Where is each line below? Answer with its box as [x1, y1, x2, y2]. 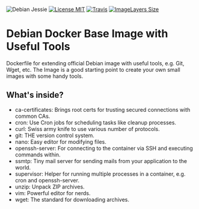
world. [14, 164, 31, 171]
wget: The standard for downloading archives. [14, 196, 129, 203]
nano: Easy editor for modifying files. [14, 138, 106, 145]
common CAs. [14, 112, 51, 120]
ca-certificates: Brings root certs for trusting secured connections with [14, 106, 191, 113]
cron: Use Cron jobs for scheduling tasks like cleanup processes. [14, 118, 176, 126]
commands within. [14, 151, 61, 158]
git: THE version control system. [14, 132, 95, 139]
